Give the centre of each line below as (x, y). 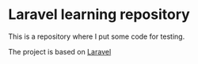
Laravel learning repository (99, 15)
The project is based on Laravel (60, 51)
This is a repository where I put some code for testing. (97, 36)
